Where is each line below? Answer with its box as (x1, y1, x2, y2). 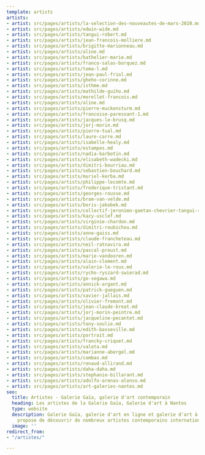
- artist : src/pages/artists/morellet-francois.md (6, 94, 138, 100)
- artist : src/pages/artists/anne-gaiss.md (6, 230, 119, 236)
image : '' (12, 423, 37, 429)
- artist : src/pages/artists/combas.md (6, 355, 108, 361)
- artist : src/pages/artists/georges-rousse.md (6, 190, 130, 196)
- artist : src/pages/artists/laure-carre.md (6, 134, 121, 140)
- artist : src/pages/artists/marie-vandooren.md (6, 253, 132, 259)
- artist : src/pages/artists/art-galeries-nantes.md (6, 383, 143, 389)
